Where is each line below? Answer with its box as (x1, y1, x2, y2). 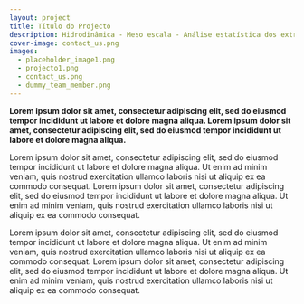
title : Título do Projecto (9, 22, 111, 31)
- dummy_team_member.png (17, 81, 111, 90)
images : (9, 47, 39, 56)
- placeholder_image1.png (17, 55, 116, 64)
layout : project (9, 13, 71, 23)
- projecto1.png (17, 64, 79, 73)
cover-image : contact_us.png (9, 38, 119, 48)
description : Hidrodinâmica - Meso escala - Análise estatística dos (9, 30, 278, 39)
